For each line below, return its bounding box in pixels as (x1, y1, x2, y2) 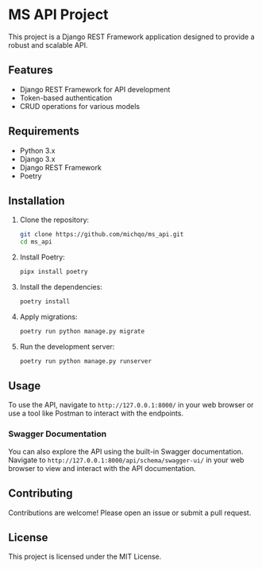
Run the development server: (19, 341, 115, 351)
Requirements (8, 125, 79, 138)
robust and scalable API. (8, 40, 88, 49)
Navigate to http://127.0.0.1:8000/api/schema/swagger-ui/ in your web (8, 455, 245, 465)
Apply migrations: (19, 312, 78, 322)
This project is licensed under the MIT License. (8, 551, 162, 562)
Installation (8, 193, 65, 208)
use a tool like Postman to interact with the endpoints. (8, 408, 184, 419)
